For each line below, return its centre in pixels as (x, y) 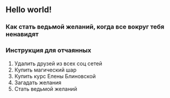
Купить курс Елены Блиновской (55, 76)
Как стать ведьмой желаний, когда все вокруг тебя (85, 27)
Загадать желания (38, 82)
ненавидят (22, 34)
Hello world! (29, 10)
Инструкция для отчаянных (48, 50)
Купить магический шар (45, 70)
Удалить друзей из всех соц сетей (58, 63)
